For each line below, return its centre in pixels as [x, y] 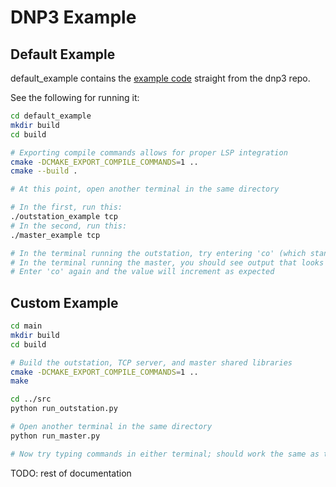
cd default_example [51, 116]
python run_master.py [55, 436]
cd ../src [31, 399]
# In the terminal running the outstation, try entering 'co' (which [158, 253]
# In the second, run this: [69, 226]
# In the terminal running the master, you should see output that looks [167, 262]
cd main [26, 326]
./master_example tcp [55, 235]
